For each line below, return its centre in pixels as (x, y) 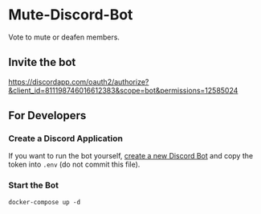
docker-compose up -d (45, 202)
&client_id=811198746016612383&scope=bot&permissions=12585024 (123, 90)
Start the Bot (33, 185)
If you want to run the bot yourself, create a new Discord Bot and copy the (131, 156)
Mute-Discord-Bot (71, 15)
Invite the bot (42, 62)
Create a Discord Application (65, 138)
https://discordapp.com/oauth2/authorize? (79, 81)
